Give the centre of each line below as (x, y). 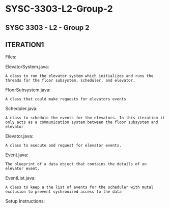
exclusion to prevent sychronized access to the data (64, 192)
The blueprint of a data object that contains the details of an (76, 164)
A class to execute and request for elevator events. (64, 146)
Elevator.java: (19, 136)
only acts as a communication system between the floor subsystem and (82, 122)
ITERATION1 (25, 44)
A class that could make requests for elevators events (66, 99)
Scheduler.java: (21, 109)
